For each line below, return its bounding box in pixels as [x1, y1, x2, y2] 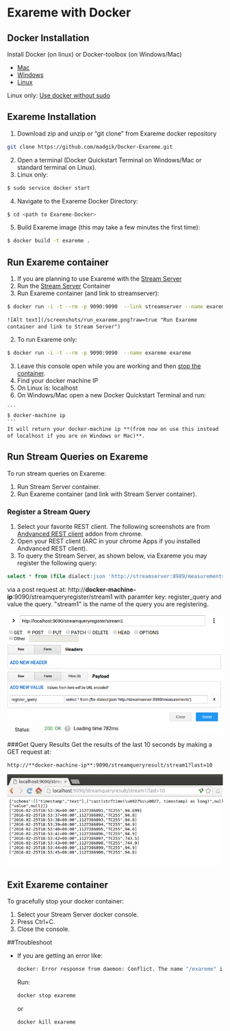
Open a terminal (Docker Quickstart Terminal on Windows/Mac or [16, 156, 202, 164]
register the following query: [16, 558, 97, 567]
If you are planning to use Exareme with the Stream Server [16, 275, 182, 283]
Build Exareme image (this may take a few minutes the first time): [16, 223, 201, 232]
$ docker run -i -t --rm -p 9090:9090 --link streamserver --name [7, 303, 204, 310]
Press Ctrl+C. [16, 918, 55, 926]
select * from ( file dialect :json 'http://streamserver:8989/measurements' [7, 573, 228, 580]
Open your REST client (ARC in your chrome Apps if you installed [16, 536, 201, 545]
